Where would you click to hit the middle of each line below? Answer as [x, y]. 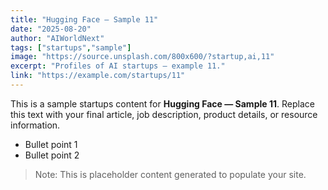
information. [35, 125]
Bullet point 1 [51, 144]
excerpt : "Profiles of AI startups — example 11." [118, 66]
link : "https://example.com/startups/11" [98, 76]
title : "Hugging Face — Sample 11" [84, 19]
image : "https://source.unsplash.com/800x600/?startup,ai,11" [142, 57]
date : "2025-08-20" [51, 29]
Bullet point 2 [52, 155]
